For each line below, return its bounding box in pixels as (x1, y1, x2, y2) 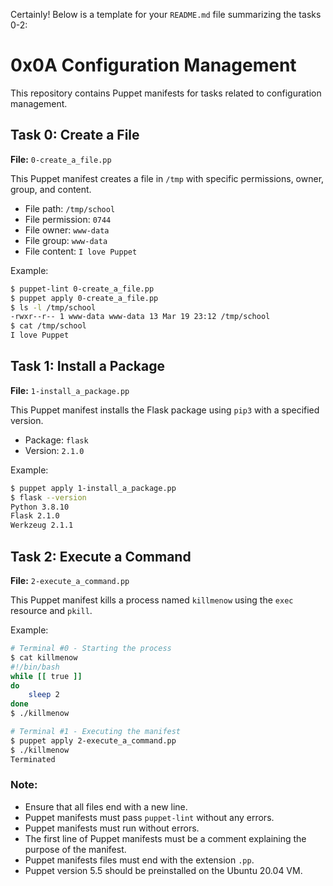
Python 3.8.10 (10, 502, 70, 512)
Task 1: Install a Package (10, 358, 165, 375)
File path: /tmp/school (24, 202, 116, 214)
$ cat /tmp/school (10, 321, 87, 331)
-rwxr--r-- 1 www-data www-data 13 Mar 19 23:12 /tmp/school (10, 312, 271, 322)
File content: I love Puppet (24, 245, 138, 257)
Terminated (10, 754, 56, 764)
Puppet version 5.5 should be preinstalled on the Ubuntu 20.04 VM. (24, 864, 303, 876)
